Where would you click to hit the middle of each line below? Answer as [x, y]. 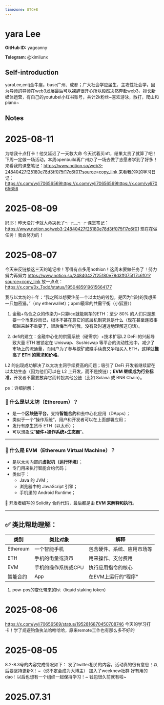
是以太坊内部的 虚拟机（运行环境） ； [47, 462]
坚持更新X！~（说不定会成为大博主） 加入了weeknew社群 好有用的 [81, 671]
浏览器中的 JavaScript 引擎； [49, 487]
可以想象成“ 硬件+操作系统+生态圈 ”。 [49, 432]
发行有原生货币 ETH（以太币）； [44, 425]
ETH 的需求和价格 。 [42, 355]
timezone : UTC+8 [21, 10]
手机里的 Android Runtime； [48, 493]
